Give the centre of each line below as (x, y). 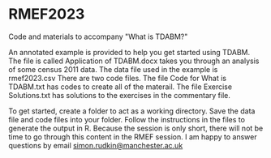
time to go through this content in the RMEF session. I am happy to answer (133, 137)
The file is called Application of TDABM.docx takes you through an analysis (134, 61)
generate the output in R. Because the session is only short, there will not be (136, 128)
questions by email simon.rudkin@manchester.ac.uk (96, 145)
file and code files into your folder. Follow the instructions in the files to (127, 119)
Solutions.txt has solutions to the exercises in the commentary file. (120, 95)
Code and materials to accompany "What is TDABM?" (98, 36)
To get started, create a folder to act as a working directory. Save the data (132, 111)
